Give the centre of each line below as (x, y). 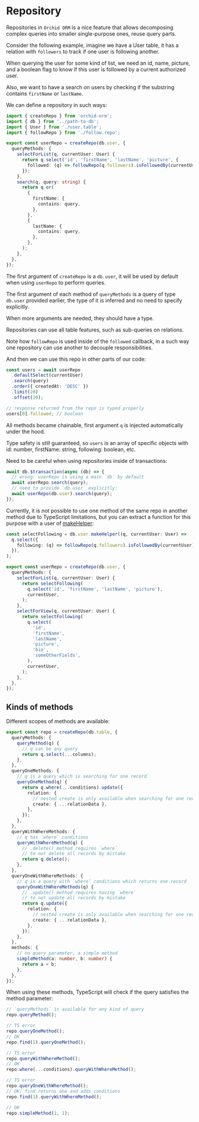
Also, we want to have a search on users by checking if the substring (90, 87)
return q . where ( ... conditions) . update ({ (72, 787)
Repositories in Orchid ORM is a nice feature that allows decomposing (90, 27)
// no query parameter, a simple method (67, 953)
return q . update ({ (44, 904)
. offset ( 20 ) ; (28, 397)
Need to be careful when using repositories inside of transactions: (87, 461)
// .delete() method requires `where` (70, 848)
